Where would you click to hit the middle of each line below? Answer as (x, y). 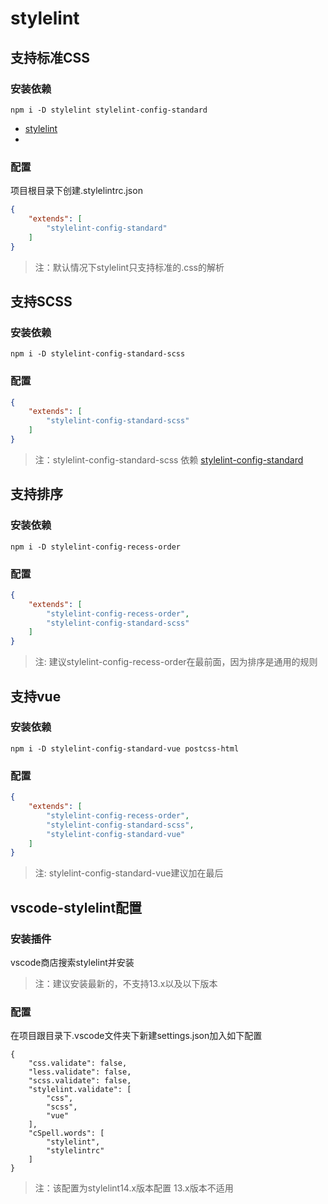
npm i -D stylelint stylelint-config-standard (109, 110)
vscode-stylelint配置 (76, 907)
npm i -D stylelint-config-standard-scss (98, 354)
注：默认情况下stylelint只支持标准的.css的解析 (129, 267)
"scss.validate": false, (80, 1081)
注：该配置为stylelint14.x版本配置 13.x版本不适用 (134, 1188)
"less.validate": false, (80, 1072)
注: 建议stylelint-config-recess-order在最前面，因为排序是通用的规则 (176, 662)
